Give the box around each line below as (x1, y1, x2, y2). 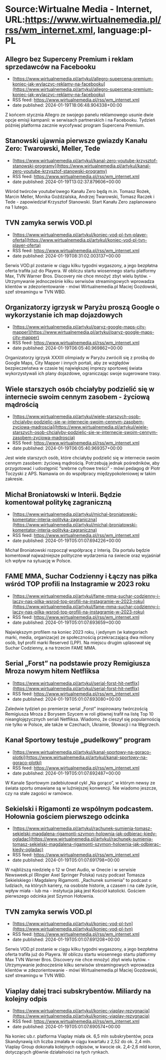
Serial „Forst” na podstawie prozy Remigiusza (5, 659, 150, 668)
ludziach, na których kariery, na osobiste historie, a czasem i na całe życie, (5, 882, 158, 889)
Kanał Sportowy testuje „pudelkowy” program (5, 736, 151, 744)
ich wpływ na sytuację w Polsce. (5, 558, 72, 564)
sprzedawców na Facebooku (5, 63, 96, 71)
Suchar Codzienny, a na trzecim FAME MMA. (5, 645, 97, 651)
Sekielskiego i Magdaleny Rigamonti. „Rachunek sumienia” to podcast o (5, 877, 152, 883)
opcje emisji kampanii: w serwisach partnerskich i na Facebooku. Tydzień (5, 117, 155, 123)
